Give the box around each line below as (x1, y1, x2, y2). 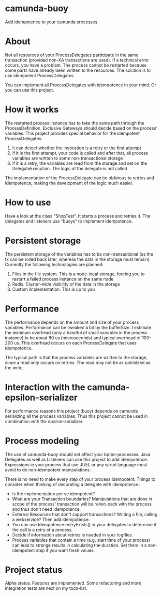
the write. (5, 364, 24, 371)
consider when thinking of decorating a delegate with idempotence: (5, 481, 140, 487)
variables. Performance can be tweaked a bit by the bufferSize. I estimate (5, 324, 151, 330)
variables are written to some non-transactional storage (12, 155, 123, 161)
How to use (5, 197, 51, 208)
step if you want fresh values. (36, 547, 95, 553)
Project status (5, 564, 63, 575)
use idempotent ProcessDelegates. (5, 72, 75, 78)
